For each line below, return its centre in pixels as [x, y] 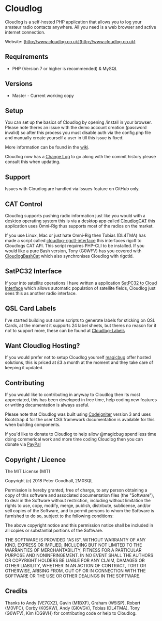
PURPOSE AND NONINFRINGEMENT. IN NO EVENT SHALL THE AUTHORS [79, 556]
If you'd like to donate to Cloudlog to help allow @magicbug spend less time [81, 434]
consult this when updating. [33, 162]
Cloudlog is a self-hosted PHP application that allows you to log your [73, 22]
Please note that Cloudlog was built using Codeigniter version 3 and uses [78, 414]
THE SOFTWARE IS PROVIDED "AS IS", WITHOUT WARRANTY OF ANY [75, 540]
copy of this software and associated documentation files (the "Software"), [80, 495]
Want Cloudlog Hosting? [43, 346]
